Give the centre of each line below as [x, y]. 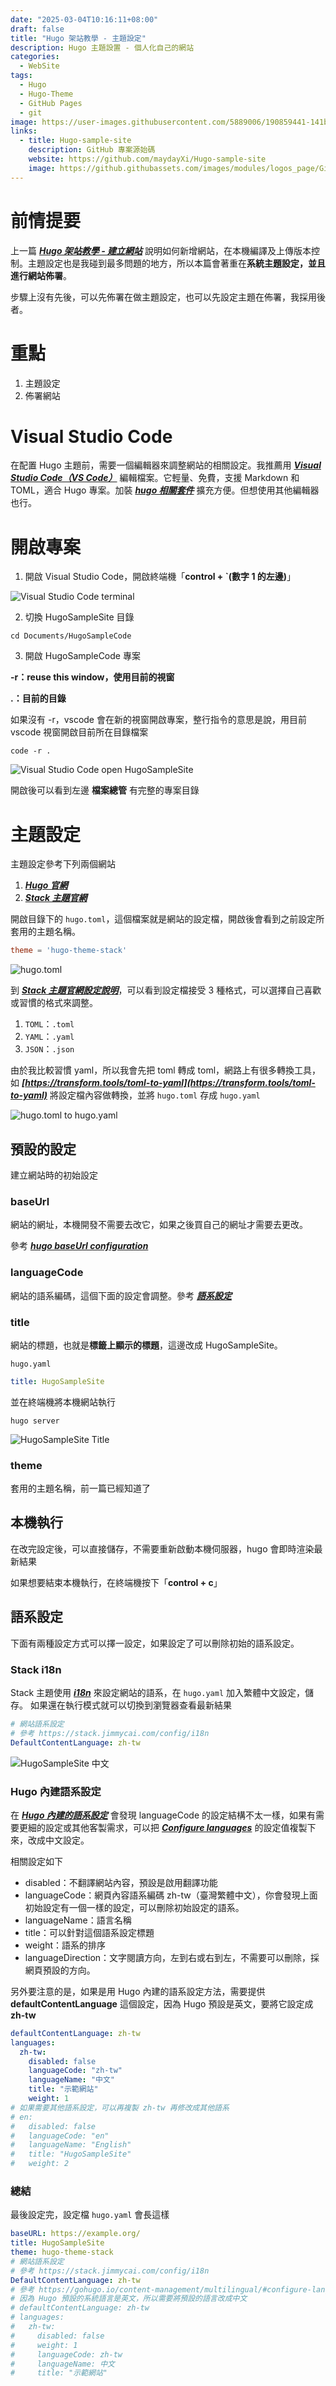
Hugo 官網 [46, 885]
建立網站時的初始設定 [54, 1175]
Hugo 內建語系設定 [56, 1791]
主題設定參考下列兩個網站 [63, 864]
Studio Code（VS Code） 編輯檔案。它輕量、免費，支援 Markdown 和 [155, 478]
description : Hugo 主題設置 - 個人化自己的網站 [102, 47]
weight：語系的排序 [65, 1945]
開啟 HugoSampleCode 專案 [82, 656]
